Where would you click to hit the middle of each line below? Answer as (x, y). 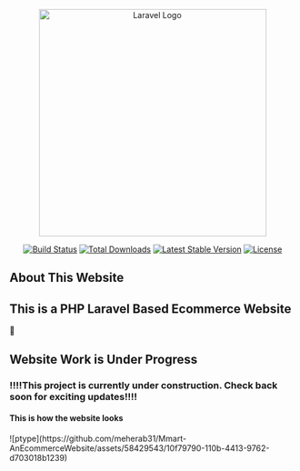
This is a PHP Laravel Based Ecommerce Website (150, 309)
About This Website (67, 278)
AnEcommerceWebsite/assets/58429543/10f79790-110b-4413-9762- (140, 448)
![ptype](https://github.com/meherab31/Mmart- (98, 438)
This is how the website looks (66, 418)
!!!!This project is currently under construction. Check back (144, 385)
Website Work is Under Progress (104, 359)
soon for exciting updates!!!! (74, 396)
